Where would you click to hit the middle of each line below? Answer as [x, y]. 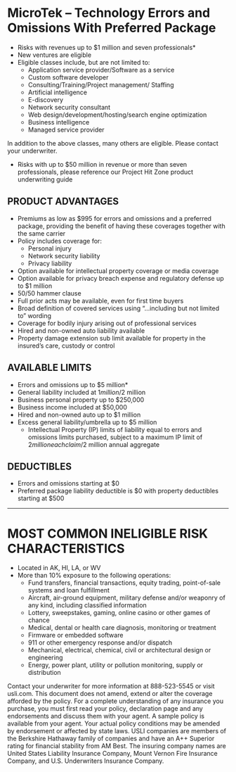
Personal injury [50, 248]
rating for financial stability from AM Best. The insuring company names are [117, 746]
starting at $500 [41, 498]
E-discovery [46, 99]
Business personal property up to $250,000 [81, 400]
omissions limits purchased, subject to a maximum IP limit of [115, 437]
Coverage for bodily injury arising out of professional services [107, 323]
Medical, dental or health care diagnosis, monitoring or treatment [122, 628]
